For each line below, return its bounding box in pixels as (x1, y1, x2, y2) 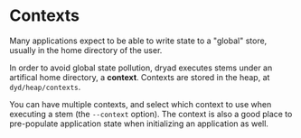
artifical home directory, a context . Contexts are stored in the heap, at (9, 71, 270, 82)
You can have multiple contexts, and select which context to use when (9, 98, 272, 109)
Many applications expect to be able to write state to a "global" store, (9, 35, 268, 46)
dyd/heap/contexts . (9, 81, 81, 92)
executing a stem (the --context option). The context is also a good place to (9, 108, 293, 119)
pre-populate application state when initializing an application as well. (9, 118, 269, 129)
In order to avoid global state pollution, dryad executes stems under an (9, 62, 273, 73)
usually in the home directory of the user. (9, 44, 163, 55)
